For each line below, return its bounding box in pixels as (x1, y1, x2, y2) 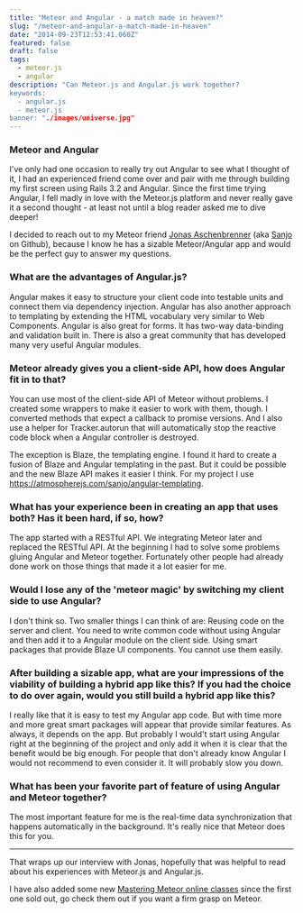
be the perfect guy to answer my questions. (9, 249, 172, 260)
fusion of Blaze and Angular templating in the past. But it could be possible (9, 459, 287, 470)
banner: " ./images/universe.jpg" (9, 114, 135, 123)
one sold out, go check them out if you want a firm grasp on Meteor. (9, 893, 263, 904)
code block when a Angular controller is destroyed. (9, 432, 199, 443)
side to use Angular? (9, 595, 102, 607)
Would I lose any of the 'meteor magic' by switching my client (9, 583, 284, 596)
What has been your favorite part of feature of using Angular (9, 780, 280, 792)
